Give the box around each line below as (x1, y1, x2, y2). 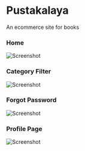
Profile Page (6, 125, 42, 133)
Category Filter (6, 67, 51, 76)
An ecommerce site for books (6, 23, 80, 31)
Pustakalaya (6, 4, 69, 17)
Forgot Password (6, 96, 57, 104)
